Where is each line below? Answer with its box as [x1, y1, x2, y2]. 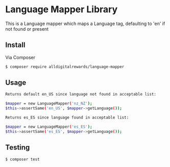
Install [5, 41, 26, 50]
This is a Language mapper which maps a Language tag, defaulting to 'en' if [5, 20, 165, 27]
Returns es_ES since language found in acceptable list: [5, 115, 129, 121]
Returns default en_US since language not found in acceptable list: [5, 92, 157, 97]
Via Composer [5, 54, 36, 60]
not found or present [5, 26, 49, 32]
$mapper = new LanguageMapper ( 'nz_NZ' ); [5, 101, 93, 106]
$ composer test [5, 157, 40, 162]
